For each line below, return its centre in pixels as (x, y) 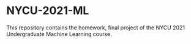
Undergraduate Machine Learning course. (59, 34)
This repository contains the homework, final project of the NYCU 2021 (96, 28)
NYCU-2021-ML (48, 11)
